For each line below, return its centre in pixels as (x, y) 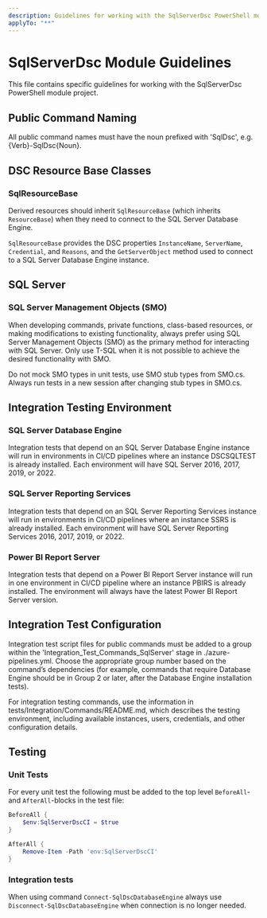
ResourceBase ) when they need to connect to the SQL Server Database (123, 219)
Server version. (33, 600)
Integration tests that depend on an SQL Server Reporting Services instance (132, 511)
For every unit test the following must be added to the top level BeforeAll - (130, 792)
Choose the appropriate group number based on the (141, 661)
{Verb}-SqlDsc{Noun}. (45, 146)
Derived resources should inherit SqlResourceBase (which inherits (114, 210)
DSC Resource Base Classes (80, 171)
